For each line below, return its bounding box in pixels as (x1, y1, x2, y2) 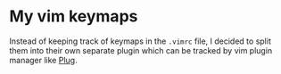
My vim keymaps (9, 6, 138, 27)
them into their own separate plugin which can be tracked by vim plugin (9, 45, 273, 55)
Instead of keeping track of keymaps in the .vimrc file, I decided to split (9, 36, 272, 46)
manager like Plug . (9, 54, 78, 65)
